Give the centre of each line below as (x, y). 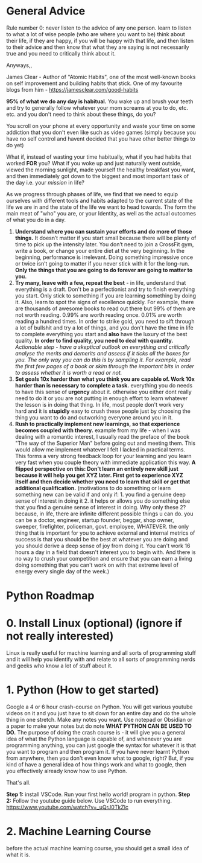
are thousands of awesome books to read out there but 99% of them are (105, 308)
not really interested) (60, 636)
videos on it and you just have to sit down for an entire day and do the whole (101, 713)
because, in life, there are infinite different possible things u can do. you (104, 514)
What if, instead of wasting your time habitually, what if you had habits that (99, 157)
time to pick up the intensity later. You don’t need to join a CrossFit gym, (104, 244)
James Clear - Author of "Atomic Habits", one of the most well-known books (101, 77)
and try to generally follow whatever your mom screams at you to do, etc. (97, 107)
